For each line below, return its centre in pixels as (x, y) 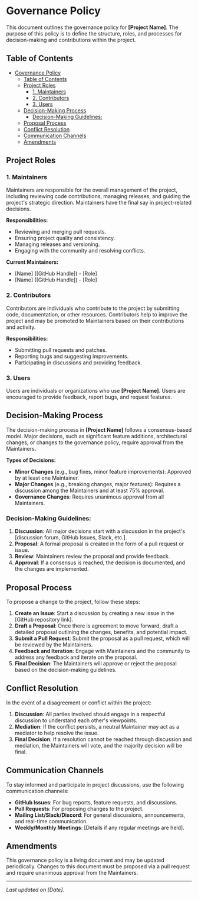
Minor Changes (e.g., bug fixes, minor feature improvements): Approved (103, 471)
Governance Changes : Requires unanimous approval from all (89, 497)
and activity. (21, 327)
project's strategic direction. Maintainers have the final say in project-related (99, 203)
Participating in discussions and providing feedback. (78, 363)
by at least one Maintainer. (47, 478)
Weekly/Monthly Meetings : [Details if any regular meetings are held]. (99, 827)
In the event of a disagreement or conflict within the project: (79, 703)
